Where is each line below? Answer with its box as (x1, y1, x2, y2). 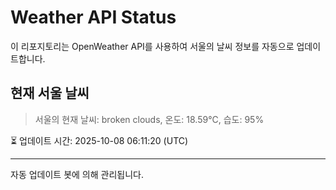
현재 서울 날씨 (10, 85, 90, 102)
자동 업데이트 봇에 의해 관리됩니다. (10, 168, 144, 180)
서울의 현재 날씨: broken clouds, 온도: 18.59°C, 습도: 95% (34, 113, 265, 125)
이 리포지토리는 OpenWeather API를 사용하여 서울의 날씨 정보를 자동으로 (10, 40, 295, 52)
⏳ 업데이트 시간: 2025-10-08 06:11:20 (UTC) (10, 134, 189, 146)
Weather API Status (10, 6, 177, 29)
